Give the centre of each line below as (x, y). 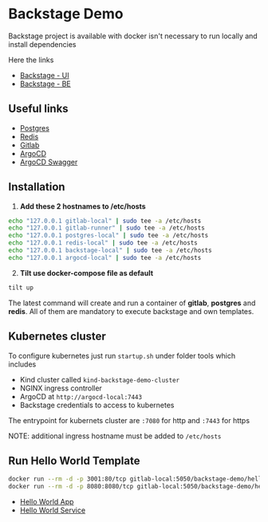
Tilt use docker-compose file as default (87, 273)
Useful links (39, 109)
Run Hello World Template (74, 460)
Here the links (31, 60)
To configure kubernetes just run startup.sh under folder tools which (122, 355)
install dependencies (42, 44)
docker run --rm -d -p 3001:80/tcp (67, 479)
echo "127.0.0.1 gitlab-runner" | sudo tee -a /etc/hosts (106, 228)
